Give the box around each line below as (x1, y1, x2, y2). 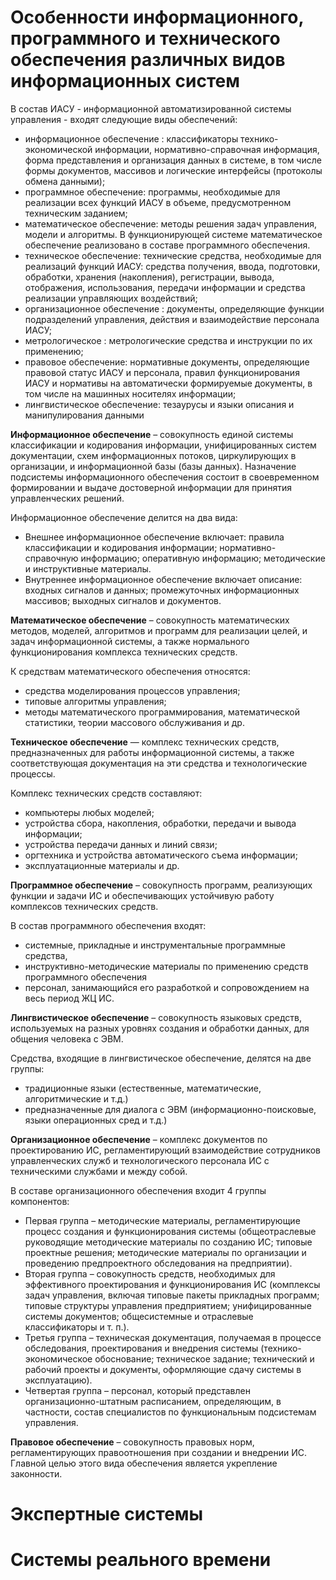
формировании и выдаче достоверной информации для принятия (10, 481, 292, 493)
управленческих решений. (10, 492, 125, 504)
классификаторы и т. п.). (24, 1321, 130, 1333)
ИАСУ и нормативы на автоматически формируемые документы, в (24, 377, 313, 389)
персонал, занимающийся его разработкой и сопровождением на (24, 981, 310, 993)
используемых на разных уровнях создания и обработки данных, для (10, 1022, 310, 1034)
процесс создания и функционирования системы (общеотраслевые (24, 1225, 317, 1237)
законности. (10, 1467, 63, 1480)
